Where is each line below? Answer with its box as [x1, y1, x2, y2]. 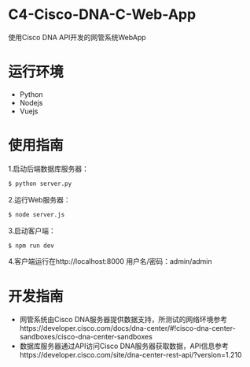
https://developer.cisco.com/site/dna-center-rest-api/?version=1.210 [19, 350, 242, 360]
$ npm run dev [8, 242, 55, 250]
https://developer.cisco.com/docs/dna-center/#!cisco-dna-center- [19, 324, 236, 333]
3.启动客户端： [8, 226, 57, 235]
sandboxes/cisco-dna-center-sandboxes [19, 332, 153, 342]
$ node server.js [8, 210, 65, 218]
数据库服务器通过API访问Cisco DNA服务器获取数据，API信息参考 [19, 341, 230, 351]
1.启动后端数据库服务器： [8, 164, 89, 173]
